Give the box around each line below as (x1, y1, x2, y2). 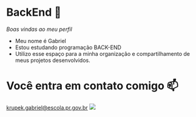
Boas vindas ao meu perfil (6, 25, 73, 33)
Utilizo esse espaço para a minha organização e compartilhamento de (15, 50, 190, 57)
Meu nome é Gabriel (15, 37, 67, 44)
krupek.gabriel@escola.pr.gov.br (6, 104, 88, 111)
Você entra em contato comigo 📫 (6, 79, 179, 93)
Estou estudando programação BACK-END (15, 44, 121, 51)
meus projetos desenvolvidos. (15, 56, 90, 64)
